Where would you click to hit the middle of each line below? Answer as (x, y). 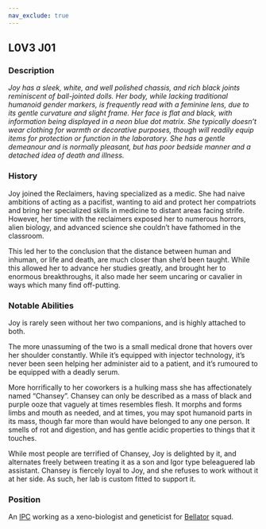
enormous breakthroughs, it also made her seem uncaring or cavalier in (125, 276)
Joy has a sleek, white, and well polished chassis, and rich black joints (124, 88)
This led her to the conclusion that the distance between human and (120, 251)
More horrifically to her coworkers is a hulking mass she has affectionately (130, 387)
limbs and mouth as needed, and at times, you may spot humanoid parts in (130, 412)
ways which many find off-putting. (64, 285)
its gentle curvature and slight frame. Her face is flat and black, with (120, 113)
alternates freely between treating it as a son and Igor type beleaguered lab (132, 461)
